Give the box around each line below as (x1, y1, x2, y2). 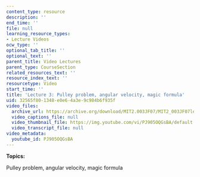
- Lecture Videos (6, 36, 49, 42)
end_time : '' (6, 20, 39, 26)
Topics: (6, 153, 26, 160)
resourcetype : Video (6, 81, 58, 87)
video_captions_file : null (11, 114, 79, 120)
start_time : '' (6, 86, 44, 92)
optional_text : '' (6, 53, 52, 59)
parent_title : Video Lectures (6, 58, 82, 64)
